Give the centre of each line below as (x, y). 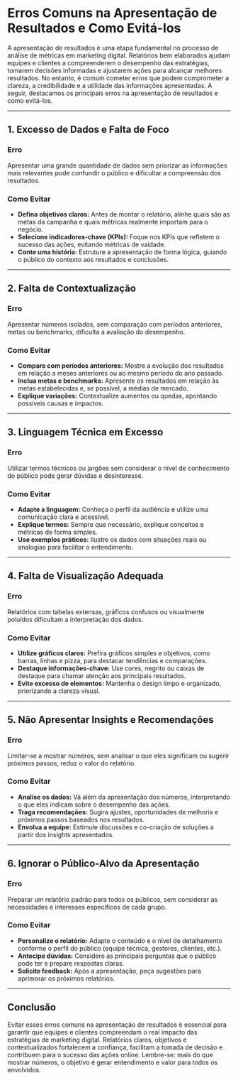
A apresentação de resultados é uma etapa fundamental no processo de (113, 48)
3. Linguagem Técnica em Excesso (85, 432)
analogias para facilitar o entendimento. (75, 547)
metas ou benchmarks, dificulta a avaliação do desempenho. (96, 332)
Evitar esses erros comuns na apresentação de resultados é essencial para (117, 1025)
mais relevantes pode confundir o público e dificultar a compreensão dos (114, 173)
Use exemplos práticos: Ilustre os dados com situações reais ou (112, 539)
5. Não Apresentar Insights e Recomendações (110, 720)
